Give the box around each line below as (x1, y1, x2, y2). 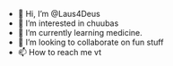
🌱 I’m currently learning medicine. (17, 28, 143, 37)
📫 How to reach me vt (17, 47, 101, 57)
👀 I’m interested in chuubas (17, 18, 119, 29)
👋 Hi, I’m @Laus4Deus (17, 9, 100, 19)
